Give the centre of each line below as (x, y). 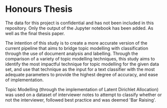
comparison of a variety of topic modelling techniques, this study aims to (80, 58)
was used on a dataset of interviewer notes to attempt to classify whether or (83, 95)
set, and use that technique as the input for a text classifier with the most (80, 69)
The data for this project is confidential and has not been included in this (80, 23)
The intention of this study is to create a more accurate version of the (76, 43)
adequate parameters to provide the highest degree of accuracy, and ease (82, 74)
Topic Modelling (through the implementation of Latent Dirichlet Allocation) (82, 89)
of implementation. (24, 80)
